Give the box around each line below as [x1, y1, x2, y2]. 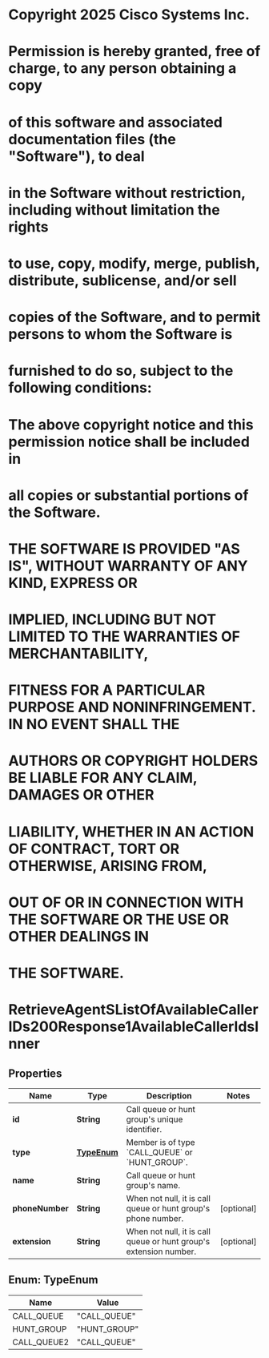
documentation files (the [8, 130, 176, 148]
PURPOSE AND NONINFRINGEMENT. [8, 699, 256, 716]
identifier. [126, 1124, 163, 1134]
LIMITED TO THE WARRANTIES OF [8, 627, 240, 646]
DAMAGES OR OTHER [8, 786, 155, 804]
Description [147, 1090, 192, 1101]
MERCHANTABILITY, [8, 645, 149, 663]
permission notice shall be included [8, 433, 251, 450]
